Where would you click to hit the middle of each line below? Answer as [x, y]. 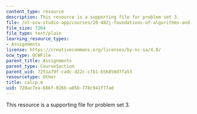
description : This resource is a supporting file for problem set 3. [93, 17]
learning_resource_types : [38, 39]
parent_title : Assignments [39, 61]
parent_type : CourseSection [40, 66]
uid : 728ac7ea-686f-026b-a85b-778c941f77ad [60, 88]
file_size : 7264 [26, 28]
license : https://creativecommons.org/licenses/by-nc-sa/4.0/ [84, 50]
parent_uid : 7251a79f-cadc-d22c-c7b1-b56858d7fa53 [69, 72]
